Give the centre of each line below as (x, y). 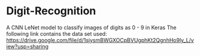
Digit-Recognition (51, 11)
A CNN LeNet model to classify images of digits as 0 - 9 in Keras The (91, 27)
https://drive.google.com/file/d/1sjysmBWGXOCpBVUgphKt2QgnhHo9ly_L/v (100, 40)
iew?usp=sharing (28, 46)
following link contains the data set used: (57, 33)
